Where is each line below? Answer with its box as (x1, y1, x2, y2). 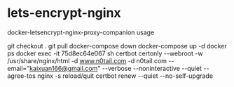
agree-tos (7, 72, 36, 80)
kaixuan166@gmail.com (29, 64, 98, 72)
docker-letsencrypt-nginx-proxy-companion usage (7, 28, 155, 36)
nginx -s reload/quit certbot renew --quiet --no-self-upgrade (37, 72, 214, 80)
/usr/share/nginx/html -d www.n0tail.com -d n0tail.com (7, 56, 167, 65)
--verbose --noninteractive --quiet (102, 64, 202, 72)
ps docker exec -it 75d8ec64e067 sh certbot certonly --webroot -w (7, 49, 203, 58)
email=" (7, 64, 30, 72)
